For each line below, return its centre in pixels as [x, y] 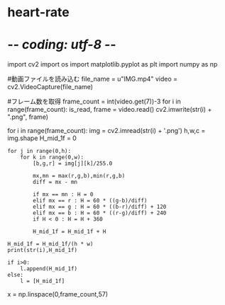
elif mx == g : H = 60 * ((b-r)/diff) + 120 [100, 207]
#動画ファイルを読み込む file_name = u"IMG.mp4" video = [93, 79]
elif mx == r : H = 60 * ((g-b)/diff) [90, 201]
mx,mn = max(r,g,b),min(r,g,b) [79, 176]
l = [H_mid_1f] [43, 281]
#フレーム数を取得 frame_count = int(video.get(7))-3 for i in [94, 102]
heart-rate [38, 12]
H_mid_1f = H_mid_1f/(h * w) [50, 244]
